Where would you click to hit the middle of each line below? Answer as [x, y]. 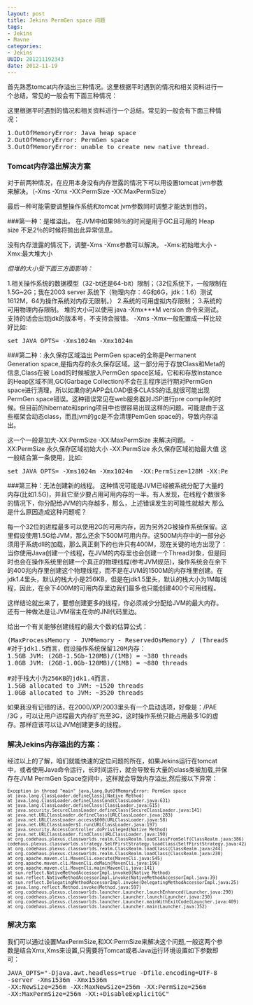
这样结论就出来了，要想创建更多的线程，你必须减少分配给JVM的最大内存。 [115, 602]
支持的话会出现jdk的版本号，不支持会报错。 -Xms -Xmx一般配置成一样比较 [115, 318]
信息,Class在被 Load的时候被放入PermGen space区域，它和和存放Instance [115, 373]
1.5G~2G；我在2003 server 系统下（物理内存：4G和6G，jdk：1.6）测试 [110, 292]
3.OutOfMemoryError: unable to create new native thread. [109, 147]
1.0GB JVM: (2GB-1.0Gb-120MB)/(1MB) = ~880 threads [98, 663]
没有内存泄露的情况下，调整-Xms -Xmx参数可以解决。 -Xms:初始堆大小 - [112, 244]
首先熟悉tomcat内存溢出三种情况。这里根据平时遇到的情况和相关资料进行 [112, 86]
